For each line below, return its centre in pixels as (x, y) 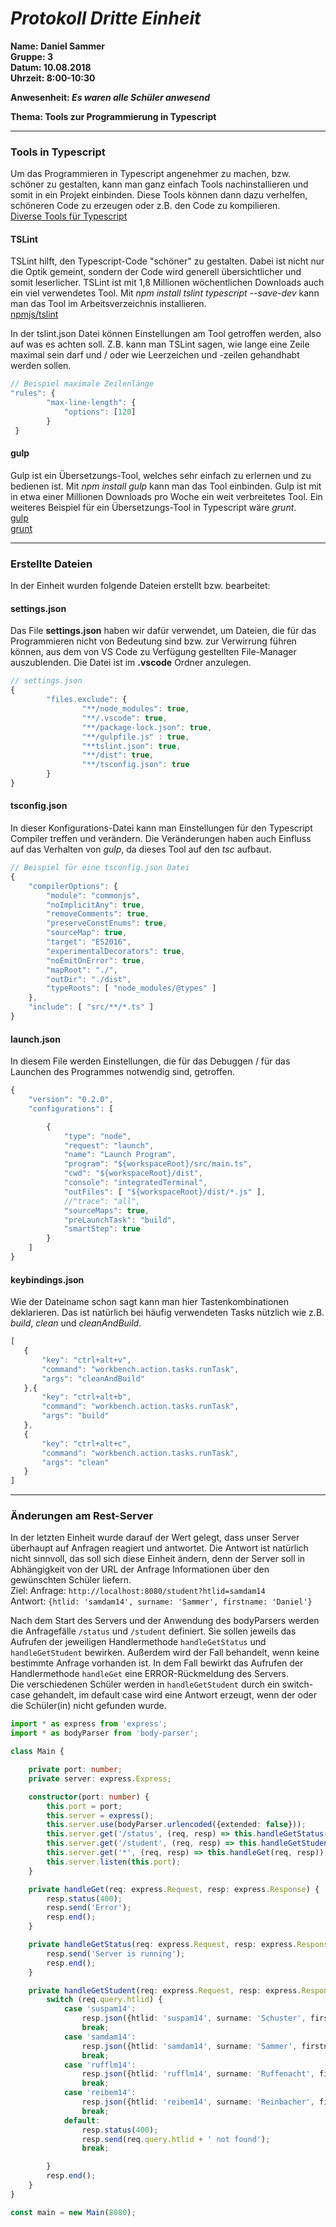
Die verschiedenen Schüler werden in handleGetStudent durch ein (145, 1684)
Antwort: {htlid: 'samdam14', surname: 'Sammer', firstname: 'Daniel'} (161, 1601)
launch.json (35, 1039)
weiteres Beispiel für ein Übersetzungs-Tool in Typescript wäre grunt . (153, 507)
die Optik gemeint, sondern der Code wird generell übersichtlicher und (156, 272)
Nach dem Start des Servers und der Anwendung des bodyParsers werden (165, 1621)
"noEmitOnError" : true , (95, 960)
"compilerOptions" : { (73, 886)
